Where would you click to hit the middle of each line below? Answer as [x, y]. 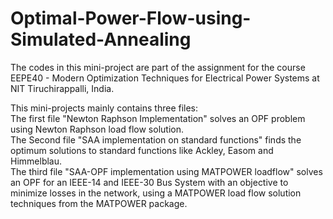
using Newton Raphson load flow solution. [97, 129]
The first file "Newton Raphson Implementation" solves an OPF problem [158, 118]
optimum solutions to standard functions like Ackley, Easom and [142, 150]
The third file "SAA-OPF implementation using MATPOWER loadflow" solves [166, 171]
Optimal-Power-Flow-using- [131, 18]
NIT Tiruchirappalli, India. [62, 88]
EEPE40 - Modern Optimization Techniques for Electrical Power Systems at [165, 78]
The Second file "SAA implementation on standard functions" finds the [156, 139]
